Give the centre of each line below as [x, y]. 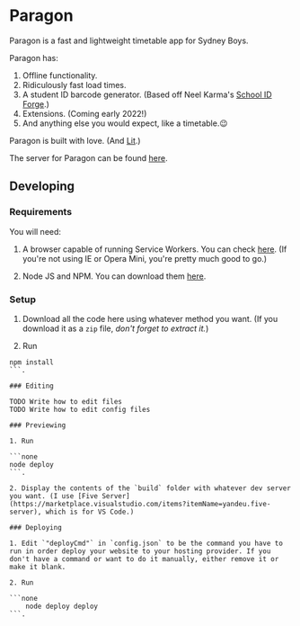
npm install [31, 362]
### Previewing [38, 425]
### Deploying [36, 527]
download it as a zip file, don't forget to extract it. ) [115, 328]
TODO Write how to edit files [66, 401]
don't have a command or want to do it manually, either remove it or [144, 559]
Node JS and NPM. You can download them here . [114, 276]
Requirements [41, 212]
